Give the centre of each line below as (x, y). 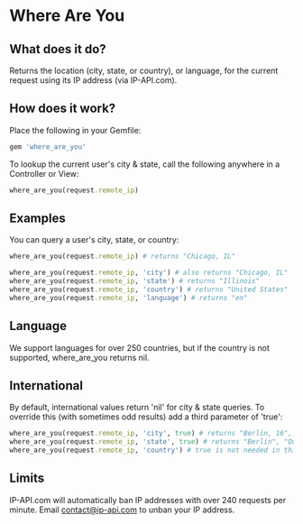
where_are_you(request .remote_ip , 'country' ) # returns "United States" (149, 290)
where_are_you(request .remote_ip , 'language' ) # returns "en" (129, 298)
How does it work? (63, 109)
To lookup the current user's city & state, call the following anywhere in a (145, 164)
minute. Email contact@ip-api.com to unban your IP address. (122, 510)
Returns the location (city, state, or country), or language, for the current (144, 70)
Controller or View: (44, 173)
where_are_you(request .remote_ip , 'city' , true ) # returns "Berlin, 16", (151, 434)
